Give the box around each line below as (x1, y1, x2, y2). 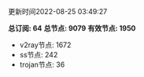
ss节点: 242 (19, 50, 58, 59)
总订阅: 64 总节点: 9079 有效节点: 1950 (8, 24, 136, 33)
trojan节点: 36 (19, 60, 65, 69)
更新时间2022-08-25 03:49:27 (8, 7, 108, 16)
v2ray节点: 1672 (19, 40, 72, 49)
